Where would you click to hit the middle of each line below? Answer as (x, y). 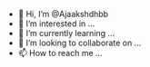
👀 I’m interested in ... (56, 24)
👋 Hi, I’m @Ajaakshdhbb (63, 14)
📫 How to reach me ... (60, 53)
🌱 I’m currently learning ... (66, 33)
